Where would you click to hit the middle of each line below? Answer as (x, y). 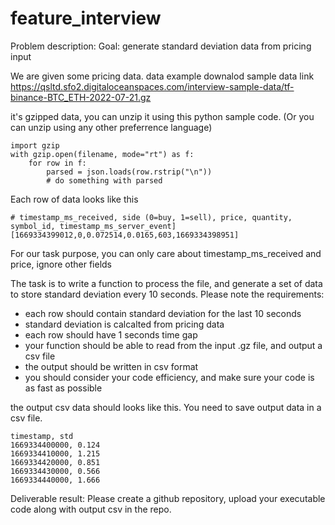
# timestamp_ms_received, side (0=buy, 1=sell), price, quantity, (151, 217)
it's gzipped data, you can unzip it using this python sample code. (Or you (162, 116)
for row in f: (57, 163)
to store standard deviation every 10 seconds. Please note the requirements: (167, 294)
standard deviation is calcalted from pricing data (124, 324)
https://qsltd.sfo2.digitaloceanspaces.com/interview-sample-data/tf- (152, 86)
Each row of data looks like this (74, 199)
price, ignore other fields (61, 264)
